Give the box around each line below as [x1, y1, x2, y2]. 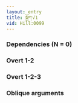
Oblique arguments [6, 89, 65, 98]
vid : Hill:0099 [6, 20, 45, 26]
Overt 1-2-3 [6, 73, 41, 81]
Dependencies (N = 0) [6, 40, 73, 48]
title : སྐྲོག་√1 [6, 15, 38, 21]
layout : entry [6, 8, 42, 15]
